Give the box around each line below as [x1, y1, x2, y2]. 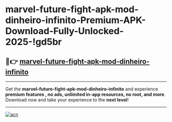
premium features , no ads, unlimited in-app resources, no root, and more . [5, 91, 166, 97]
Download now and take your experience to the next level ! [5, 97, 129, 103]
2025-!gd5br [5, 36, 62, 48]
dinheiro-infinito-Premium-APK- [5, 14, 146, 26]
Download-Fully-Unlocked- [5, 26, 124, 37]
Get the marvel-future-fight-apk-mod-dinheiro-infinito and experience [5, 86, 159, 92]
